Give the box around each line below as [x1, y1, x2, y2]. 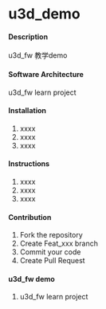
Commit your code [19, 247, 81, 257]
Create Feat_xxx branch [19, 238, 98, 249]
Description [8, 31, 49, 41]
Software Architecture [8, 69, 84, 79]
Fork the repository [19, 230, 84, 240]
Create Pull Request [19, 256, 85, 266]
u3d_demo [8, 5, 81, 23]
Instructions [8, 159, 50, 169]
